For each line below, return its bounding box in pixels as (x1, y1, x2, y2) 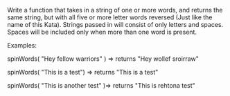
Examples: (7, 41, 37, 49)
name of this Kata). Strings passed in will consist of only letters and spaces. (7, 21, 224, 28)
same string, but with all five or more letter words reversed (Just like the (7, 13, 213, 21)
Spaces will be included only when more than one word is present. (7, 28, 197, 36)
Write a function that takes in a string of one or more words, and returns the (7, 6, 223, 14)
